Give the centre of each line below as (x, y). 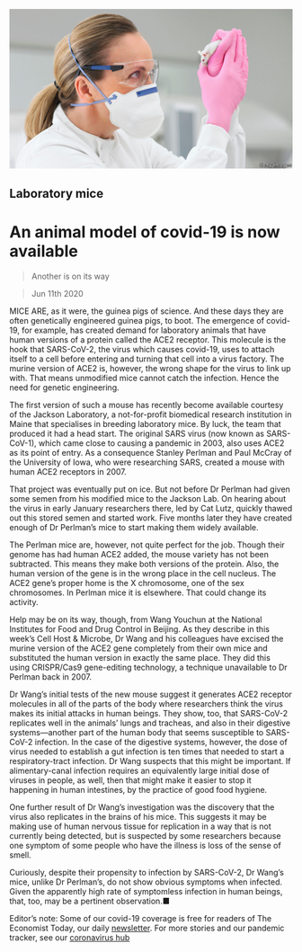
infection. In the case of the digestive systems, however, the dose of (161, 742)
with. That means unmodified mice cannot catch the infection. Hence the (144, 378)
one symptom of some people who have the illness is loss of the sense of (145, 845)
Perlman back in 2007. (51, 676)
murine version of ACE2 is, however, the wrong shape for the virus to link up (150, 368)
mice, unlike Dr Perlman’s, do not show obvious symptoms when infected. (146, 882)
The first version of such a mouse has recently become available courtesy (147, 405)
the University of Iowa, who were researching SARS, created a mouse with (147, 462)
